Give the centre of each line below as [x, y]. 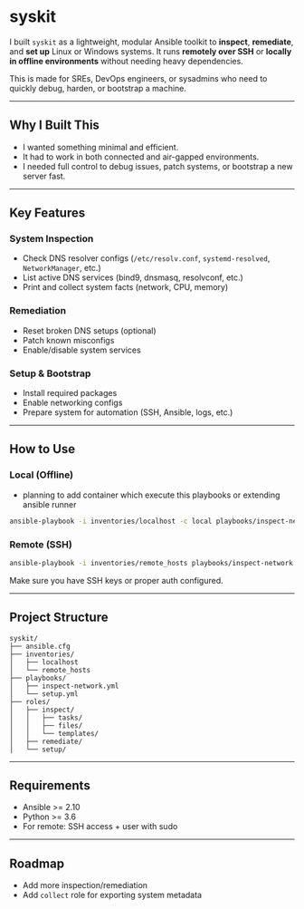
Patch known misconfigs [68, 340]
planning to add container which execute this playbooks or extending [151, 495]
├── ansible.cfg [40, 646]
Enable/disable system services [82, 350]
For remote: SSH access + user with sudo [100, 827]
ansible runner [49, 504]
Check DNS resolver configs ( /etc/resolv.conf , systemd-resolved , [146, 258]
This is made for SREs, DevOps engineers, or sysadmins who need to [138, 78]
